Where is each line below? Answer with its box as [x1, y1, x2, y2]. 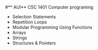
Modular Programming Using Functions [12, 24, 93, 30]
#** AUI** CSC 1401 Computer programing [5, 4, 94, 10]
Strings [12, 35, 27, 41]
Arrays [12, 30, 26, 35]
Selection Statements [12, 14, 56, 19]
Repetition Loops [12, 19, 47, 25]
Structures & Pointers [12, 40, 56, 46]
